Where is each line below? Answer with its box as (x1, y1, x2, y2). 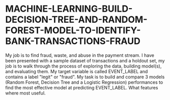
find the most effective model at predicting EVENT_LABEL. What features (5, 84, 158, 90)
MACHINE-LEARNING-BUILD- (5, 3, 133, 15)
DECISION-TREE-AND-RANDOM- (5, 14, 148, 25)
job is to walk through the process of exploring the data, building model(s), (5, 63, 162, 69)
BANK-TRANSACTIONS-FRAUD (5, 36, 141, 47)
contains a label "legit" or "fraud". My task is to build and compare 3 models (5, 74, 165, 80)
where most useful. (5, 90, 46, 96)
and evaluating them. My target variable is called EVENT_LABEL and (5, 68, 148, 74)
